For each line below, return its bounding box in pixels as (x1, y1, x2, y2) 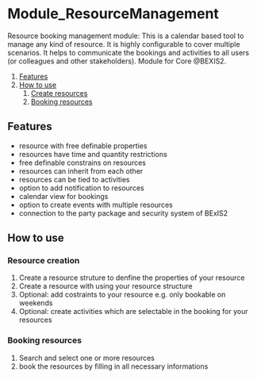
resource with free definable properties (18, 140, 148, 151)
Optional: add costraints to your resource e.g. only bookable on (18, 290, 226, 300)
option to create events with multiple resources (18, 200, 174, 209)
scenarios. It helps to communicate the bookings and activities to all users (7, 48, 250, 57)
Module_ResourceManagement (7, 5, 220, 23)
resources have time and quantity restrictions (18, 149, 167, 159)
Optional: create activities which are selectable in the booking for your (18, 307, 248, 316)
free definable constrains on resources (18, 158, 146, 167)
